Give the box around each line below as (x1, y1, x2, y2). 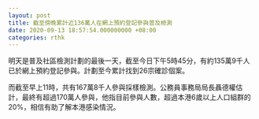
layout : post (8, 11, 51, 20)
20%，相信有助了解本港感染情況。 (8, 102, 120, 112)
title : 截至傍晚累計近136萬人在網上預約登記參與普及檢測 (8, 19, 173, 27)
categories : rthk (8, 33, 65, 42)
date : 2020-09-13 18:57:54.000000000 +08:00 (8, 26, 157, 34)
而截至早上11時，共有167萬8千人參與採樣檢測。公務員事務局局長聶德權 (8, 83, 236, 92)
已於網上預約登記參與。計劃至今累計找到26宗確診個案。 (8, 66, 190, 76)
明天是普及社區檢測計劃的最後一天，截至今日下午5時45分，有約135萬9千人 (8, 56, 250, 65)
